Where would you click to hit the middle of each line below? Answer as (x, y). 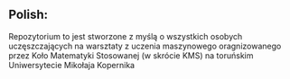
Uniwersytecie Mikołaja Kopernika (72, 65)
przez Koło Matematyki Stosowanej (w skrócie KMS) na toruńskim (131, 55)
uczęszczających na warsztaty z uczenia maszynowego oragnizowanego (145, 46)
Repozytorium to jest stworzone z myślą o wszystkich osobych (126, 36)
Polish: (28, 15)
